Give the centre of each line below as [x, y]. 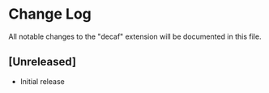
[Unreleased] [43, 62]
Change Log [50, 14]
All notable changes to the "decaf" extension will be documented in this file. [135, 36]
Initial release [42, 81]
